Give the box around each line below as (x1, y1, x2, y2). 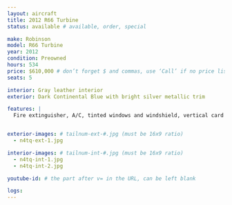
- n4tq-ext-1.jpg (13, 137, 64, 144)
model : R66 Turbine (7, 42, 64, 49)
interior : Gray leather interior (7, 87, 104, 93)
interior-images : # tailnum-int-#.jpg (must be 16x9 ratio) (7, 150, 184, 157)
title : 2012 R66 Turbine (7, 17, 79, 24)
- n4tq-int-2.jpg (13, 162, 64, 170)
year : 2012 (7, 48, 39, 55)
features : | (7, 105, 41, 113)
